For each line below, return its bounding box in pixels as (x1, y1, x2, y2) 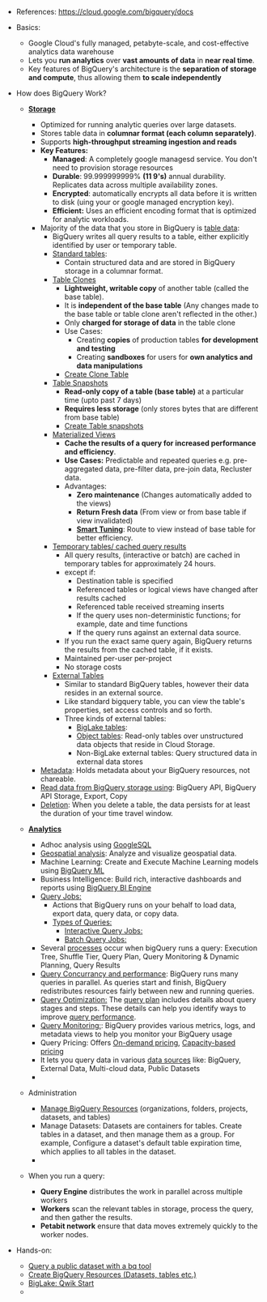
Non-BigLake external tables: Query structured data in (76, 749, 257, 758)
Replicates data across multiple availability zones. (52, 180, 218, 190)
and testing (76, 344, 116, 353)
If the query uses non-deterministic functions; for (76, 611, 241, 620)
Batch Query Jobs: (64, 935, 127, 944)
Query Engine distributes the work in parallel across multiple (40, 1187, 243, 1196)
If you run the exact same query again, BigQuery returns (64, 636, 252, 646)
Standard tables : (52, 249, 108, 258)
